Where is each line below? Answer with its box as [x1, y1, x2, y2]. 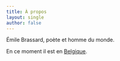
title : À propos [6, 8, 47, 15]
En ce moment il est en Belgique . [6, 48, 88, 55]
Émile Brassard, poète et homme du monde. [6, 36, 115, 44]
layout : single [6, 14, 44, 20]
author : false [6, 20, 42, 26]
